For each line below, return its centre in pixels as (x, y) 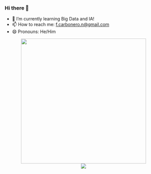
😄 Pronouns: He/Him (34, 31)
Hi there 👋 (17, 8)
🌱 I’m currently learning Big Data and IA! (53, 19)
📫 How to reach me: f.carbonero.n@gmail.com (60, 24)
